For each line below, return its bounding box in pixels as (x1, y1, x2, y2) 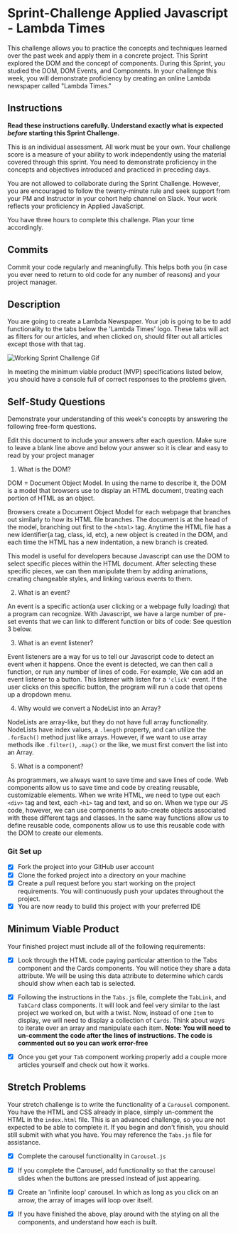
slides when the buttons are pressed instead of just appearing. (17, 1174, 201, 1182)
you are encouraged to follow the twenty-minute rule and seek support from (7, 187, 230, 195)
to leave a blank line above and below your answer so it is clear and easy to (7, 444, 229, 452)
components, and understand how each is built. (17, 1217, 158, 1226)
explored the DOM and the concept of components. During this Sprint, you (7, 58, 226, 67)
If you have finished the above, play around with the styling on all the (17, 1209, 220, 1218)
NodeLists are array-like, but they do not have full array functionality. (7, 718, 209, 727)
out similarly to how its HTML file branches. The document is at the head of (7, 515, 228, 524)
